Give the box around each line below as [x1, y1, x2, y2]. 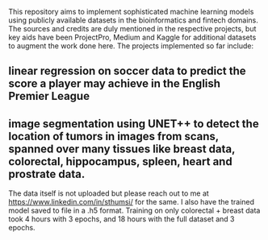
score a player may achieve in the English [8, 77, 220, 91]
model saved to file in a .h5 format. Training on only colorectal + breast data [8, 205, 261, 216]
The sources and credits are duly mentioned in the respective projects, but [8, 24, 257, 33]
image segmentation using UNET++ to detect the [8, 117, 260, 130]
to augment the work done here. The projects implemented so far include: [8, 41, 254, 51]
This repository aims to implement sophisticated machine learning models [8, 7, 254, 16]
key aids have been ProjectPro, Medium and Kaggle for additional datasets [8, 32, 257, 42]
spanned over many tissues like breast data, [8, 142, 236, 155]
